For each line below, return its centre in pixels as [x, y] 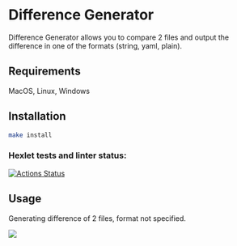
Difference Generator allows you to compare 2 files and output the [118, 37]
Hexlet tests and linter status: [68, 155]
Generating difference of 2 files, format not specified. [97, 218]
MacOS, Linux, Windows [49, 91]
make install [30, 135]
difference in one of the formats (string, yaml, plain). [95, 45]
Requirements [44, 72]
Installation [37, 116]
